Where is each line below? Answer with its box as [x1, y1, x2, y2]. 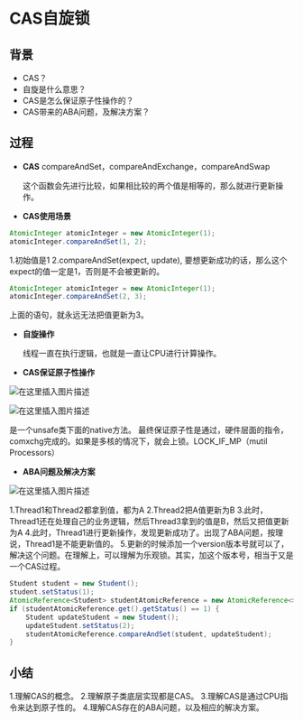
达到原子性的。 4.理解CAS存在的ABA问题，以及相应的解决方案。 [24, 702, 264, 713]
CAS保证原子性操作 [22, 367, 96, 378]
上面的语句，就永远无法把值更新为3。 [9, 310, 149, 320]
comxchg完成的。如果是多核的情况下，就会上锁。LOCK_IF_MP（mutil [9, 436, 268, 447]
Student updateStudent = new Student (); [25, 613, 179, 622]
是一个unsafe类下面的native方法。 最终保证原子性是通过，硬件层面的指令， [9, 425, 289, 436]
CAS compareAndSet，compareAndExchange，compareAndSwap [22, 161, 271, 171]
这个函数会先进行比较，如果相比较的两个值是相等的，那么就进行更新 [22, 180, 276, 190]
